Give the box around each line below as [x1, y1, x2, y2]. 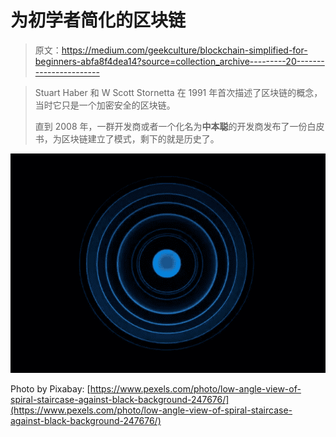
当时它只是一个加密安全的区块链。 [34, 99, 176, 111]
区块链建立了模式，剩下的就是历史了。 [61, 132, 220, 145]
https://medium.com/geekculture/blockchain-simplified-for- [61, 44, 308, 56]
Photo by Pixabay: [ [10, 383, 91, 395]
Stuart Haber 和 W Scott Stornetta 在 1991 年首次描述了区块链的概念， [34, 86, 323, 98]
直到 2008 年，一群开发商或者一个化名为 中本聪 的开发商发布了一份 [34, 120, 308, 132]
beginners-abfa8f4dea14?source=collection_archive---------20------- [34, 55, 325, 67]
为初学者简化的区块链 [10, 9, 187, 32]
